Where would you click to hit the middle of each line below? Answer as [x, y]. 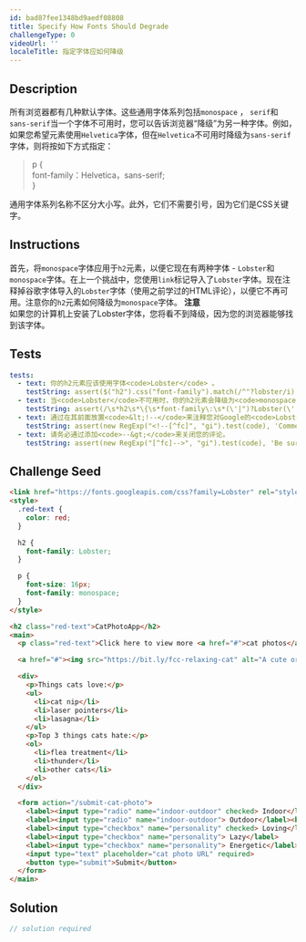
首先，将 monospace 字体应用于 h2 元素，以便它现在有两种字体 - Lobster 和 [142, 268]
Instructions [45, 245]
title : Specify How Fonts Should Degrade [89, 26]
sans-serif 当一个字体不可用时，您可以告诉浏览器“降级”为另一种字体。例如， [153, 123]
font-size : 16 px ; [59, 585]
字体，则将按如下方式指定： [61, 146]
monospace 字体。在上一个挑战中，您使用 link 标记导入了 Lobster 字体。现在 [146, 279]
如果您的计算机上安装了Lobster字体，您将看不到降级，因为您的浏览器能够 [148, 313]
